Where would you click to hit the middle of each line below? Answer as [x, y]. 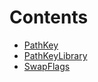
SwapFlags [47, 66]
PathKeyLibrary [55, 55]
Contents [49, 17]
